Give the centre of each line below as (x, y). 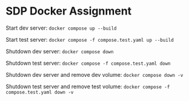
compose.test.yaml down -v (40, 92)
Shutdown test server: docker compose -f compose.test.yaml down (88, 63)
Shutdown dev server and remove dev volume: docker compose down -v (94, 74)
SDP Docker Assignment (69, 11)
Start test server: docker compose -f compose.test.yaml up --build (90, 39)
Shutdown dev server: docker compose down (60, 51)
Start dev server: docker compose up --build (61, 28)
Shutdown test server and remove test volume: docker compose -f (88, 86)
